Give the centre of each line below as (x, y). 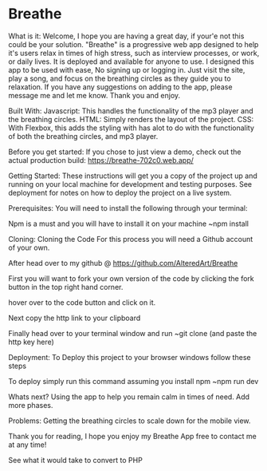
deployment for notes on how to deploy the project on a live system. (120, 192)
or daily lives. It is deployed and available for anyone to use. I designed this (132, 61)
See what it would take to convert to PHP (76, 460)
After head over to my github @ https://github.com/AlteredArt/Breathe (123, 263)
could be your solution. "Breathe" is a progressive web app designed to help (133, 44)
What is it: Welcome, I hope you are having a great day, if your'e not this (126, 36)
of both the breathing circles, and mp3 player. (83, 136)
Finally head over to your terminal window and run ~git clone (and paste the (133, 333)
